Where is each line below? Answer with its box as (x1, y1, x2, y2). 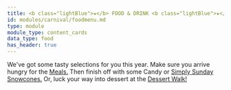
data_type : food (7, 35, 54, 42)
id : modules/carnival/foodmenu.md (7, 16, 107, 23)
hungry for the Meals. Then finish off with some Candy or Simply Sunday (7, 67, 214, 76)
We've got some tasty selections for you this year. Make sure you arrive (7, 61, 210, 68)
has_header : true (7, 42, 57, 48)
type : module (7, 22, 45, 29)
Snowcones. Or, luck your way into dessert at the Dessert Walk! (7, 75, 188, 82)
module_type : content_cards (7, 29, 88, 36)
